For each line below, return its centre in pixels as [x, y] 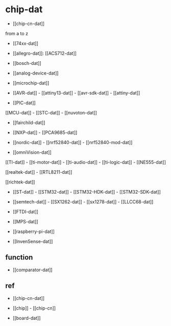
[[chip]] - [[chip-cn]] [34, 308]
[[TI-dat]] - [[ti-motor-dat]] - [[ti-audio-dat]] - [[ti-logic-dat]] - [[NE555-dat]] [86, 162]
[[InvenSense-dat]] [33, 241]
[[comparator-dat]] [32, 270]
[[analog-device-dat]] [35, 73]
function [19, 257]
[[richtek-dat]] [20, 182]
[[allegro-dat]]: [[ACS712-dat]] [44, 53]
